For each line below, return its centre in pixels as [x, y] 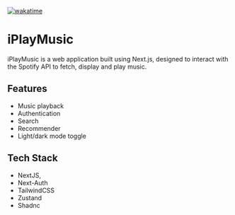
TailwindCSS [36, 190]
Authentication [39, 113]
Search [28, 121]
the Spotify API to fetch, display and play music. [77, 66]
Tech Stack [33, 158]
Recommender [39, 128]
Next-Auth [33, 182]
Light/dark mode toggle [52, 136]
